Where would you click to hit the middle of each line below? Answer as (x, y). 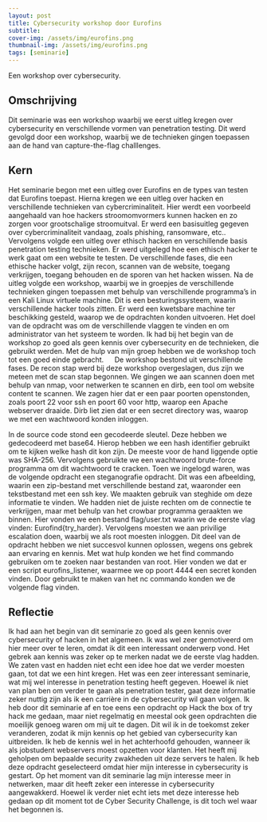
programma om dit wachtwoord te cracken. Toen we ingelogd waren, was (130, 468)
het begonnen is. (36, 810)
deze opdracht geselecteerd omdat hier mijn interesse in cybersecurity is (128, 767)
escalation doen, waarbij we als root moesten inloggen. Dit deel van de (124, 536)
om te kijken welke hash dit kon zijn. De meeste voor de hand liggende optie (133, 451)
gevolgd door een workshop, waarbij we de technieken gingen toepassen (129, 137)
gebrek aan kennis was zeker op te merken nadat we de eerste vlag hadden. (134, 657)
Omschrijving (43, 101)
